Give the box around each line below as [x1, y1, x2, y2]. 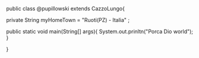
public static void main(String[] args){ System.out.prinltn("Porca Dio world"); [6, 28, 194, 35]
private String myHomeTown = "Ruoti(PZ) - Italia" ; [6, 17, 130, 23]
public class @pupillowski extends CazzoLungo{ [6, 5, 125, 12]
